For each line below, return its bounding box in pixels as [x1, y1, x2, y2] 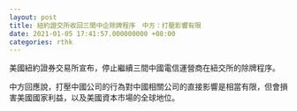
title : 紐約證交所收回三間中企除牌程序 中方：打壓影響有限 [9, 21, 202, 30]
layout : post [9, 12, 57, 22]
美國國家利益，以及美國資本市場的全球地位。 [16, 92, 179, 103]
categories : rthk [9, 37, 73, 47]
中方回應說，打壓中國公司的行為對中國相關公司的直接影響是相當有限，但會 [9, 81, 280, 92]
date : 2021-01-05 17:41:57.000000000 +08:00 [9, 29, 176, 38]
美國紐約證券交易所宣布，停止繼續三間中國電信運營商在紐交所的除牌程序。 [9, 63, 280, 73]
